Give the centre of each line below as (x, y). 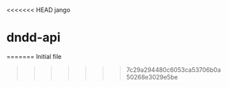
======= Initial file (34, 56)
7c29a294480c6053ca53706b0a (174, 70)
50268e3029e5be (152, 77)
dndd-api (33, 38)
